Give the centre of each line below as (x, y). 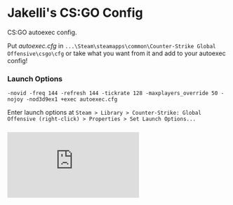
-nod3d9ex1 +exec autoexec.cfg (72, 99)
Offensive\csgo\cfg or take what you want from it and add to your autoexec (116, 53)
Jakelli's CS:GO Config (75, 13)
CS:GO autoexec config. (42, 32)
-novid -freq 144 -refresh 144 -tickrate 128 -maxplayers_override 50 (113, 93)
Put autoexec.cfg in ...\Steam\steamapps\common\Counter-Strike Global (112, 45)
